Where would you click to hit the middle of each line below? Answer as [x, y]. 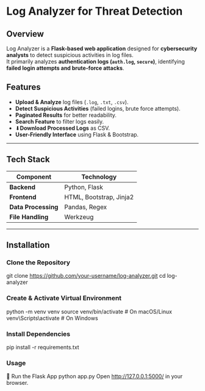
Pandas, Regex [85, 207]
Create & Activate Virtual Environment [64, 298]
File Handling [29, 217]
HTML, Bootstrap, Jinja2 [99, 197]
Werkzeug [79, 217]
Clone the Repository [38, 263]
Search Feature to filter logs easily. [59, 121]
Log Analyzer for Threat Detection [95, 11]
